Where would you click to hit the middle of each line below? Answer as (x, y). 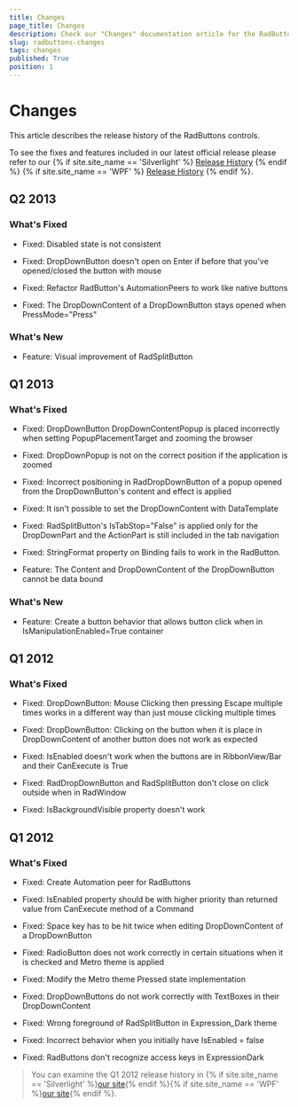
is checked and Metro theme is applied (93, 962)
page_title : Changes (47, 26)
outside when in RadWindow (74, 793)
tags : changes (35, 51)
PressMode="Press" (59, 314)
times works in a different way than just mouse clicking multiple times (149, 713)
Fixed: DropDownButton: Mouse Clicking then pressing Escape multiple (153, 703)
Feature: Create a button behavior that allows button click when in (142, 621)
